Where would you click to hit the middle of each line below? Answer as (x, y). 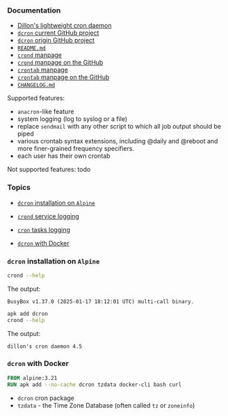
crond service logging (48, 216)
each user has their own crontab (64, 156)
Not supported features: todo (49, 170)
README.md (32, 48)
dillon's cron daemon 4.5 (44, 346)
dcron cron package (46, 398)
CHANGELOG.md (36, 86)
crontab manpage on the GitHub (63, 77)
